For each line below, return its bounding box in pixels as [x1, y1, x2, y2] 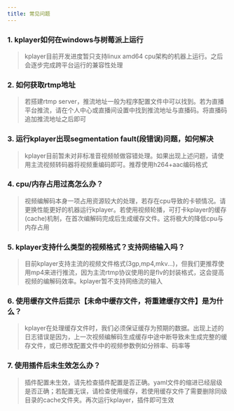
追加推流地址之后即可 [24, 115, 86, 123]
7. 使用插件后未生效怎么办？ [7, 361, 101, 370]
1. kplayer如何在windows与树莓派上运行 [7, 34, 144, 44]
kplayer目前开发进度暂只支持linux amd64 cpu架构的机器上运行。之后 [24, 52, 223, 60]
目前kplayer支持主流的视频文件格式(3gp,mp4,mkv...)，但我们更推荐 [24, 260, 219, 268]
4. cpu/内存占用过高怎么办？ [7, 180, 104, 189]
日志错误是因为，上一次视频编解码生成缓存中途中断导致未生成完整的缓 [24, 332, 228, 341]
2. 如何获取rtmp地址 [7, 80, 76, 90]
